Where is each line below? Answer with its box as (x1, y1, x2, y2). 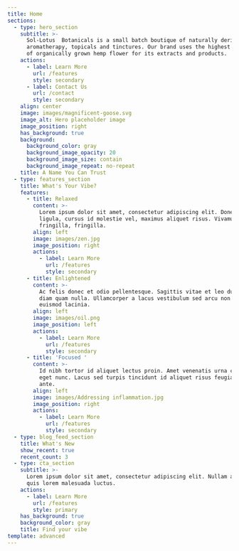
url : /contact (33, 90, 75, 97)
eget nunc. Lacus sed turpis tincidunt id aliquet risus (38, 374, 212, 381)
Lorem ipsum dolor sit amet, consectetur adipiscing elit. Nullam (26, 474, 228, 481)
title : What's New (20, 440, 75, 447)
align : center (20, 103, 62, 110)
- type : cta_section (14, 460, 75, 467)
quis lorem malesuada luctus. (26, 480, 116, 487)
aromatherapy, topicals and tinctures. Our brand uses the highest (26, 43, 231, 50)
